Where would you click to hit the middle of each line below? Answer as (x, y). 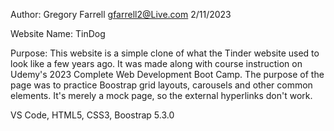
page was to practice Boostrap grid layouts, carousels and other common (161, 85)
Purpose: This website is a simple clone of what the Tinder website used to (165, 53)
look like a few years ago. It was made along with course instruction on (156, 63)
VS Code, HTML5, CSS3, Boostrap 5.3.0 (92, 115)
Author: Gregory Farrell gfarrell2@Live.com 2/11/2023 (121, 14)
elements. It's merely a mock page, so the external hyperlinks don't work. (161, 95)
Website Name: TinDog (58, 33)
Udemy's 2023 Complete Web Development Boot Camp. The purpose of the (167, 74)
